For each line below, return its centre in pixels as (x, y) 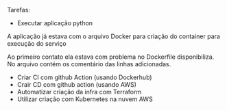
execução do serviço (37, 43)
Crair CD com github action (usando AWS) (77, 84)
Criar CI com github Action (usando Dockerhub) (84, 77)
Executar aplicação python (55, 23)
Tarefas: (19, 10)
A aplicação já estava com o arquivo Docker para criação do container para (114, 36)
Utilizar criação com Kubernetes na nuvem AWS (85, 99)
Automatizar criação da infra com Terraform (79, 92)
